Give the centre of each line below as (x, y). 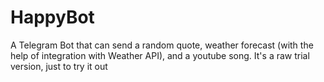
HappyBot (52, 17)
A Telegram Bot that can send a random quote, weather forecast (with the (162, 45)
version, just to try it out (59, 66)
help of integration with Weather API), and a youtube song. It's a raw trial (160, 55)
